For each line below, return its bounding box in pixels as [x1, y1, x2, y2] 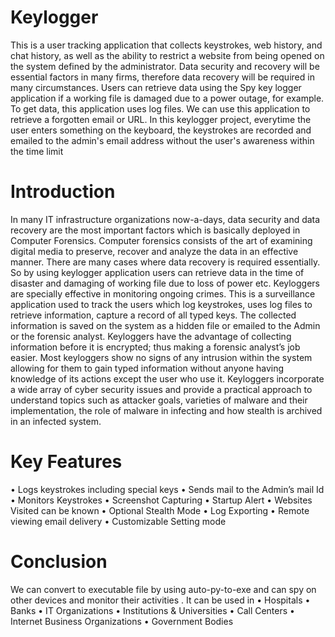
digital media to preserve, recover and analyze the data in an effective [10, 245, 299, 257]
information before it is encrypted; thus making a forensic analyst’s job [10, 341, 301, 353]
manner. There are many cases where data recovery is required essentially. [10, 256, 321, 268]
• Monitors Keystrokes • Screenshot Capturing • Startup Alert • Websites [10, 494, 313, 506]
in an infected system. [10, 415, 102, 427]
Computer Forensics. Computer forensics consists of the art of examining [10, 234, 313, 246]
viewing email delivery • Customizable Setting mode [10, 515, 227, 527]
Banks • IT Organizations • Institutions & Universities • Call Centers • [10, 604, 295, 616]
